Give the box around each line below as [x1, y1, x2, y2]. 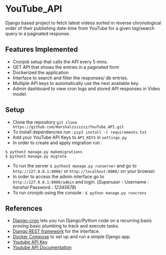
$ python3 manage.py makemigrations [5, 149, 82, 154]
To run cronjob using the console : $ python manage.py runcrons [12, 189, 147, 195]
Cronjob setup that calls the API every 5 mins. [12, 59, 108, 65]
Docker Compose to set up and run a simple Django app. [12, 234, 131, 240]
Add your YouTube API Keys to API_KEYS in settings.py [12, 134, 127, 140]
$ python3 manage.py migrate [5, 154, 67, 159]
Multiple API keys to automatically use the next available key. [12, 80, 140, 86]
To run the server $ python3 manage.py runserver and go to [12, 162, 137, 168]
